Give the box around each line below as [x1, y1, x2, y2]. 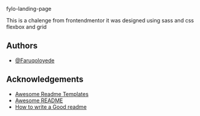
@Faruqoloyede [14, 57, 55, 64]
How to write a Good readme [14, 103, 87, 111]
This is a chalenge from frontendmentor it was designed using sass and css [6, 17, 194, 24]
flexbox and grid [6, 24, 47, 30]
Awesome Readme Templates [14, 90, 89, 97]
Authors [6, 40, 38, 51]
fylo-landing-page [6, 5, 52, 12]
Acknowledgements [6, 74, 84, 85]
